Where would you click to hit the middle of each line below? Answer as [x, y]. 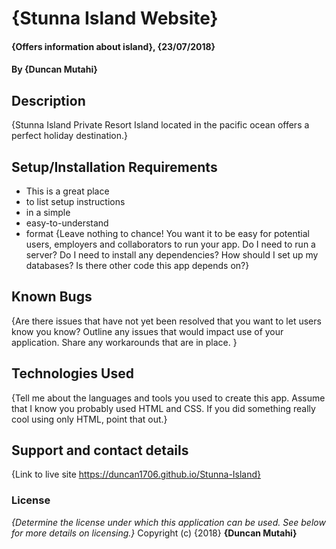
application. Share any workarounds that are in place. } [124, 342]
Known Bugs [52, 297]
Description [48, 100]
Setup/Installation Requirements [114, 167]
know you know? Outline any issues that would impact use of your [147, 331]
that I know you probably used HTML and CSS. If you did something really [163, 408]
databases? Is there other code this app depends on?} [137, 265]
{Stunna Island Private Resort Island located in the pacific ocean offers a [160, 125]
